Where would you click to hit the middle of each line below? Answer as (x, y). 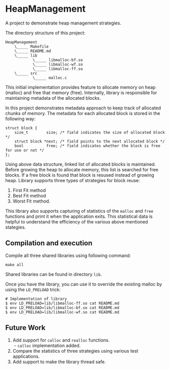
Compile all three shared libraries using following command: (68, 255)
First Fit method (29, 190)
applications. (26, 356)
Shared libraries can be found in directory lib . (54, 274)
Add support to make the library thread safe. (59, 361)
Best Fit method (29, 195)
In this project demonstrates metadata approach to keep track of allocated (83, 108)
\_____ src (26, 73)
